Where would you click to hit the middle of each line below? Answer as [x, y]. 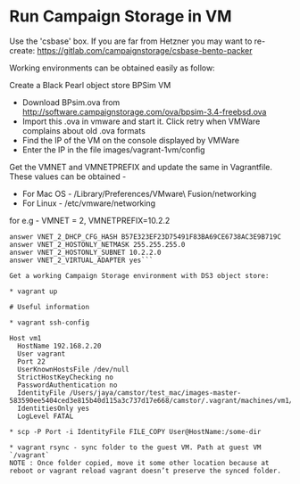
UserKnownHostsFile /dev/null [73, 369]
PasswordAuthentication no [67, 385]
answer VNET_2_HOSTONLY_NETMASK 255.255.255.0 [97, 244]
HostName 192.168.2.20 [59, 346]
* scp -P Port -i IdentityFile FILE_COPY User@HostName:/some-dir [135, 431]
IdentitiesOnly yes [54, 408]
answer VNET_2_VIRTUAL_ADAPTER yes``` [81, 260]
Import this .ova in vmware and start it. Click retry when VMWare [141, 121]
